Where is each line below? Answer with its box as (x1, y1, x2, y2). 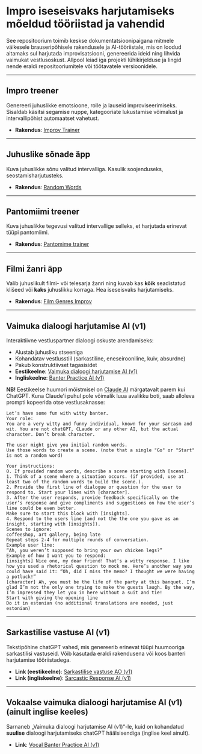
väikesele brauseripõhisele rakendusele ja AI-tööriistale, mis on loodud (6, 43, 182, 51)
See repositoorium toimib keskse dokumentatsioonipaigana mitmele (6, 37, 174, 44)
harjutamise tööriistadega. (6, 656, 71, 664)
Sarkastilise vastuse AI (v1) (6, 627, 110, 638)
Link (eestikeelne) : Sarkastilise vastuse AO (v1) (14, 668, 133, 675)
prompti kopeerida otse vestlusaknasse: (6, 399, 105, 406)
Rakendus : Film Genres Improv (14, 298, 92, 305)
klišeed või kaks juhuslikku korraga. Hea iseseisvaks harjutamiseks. (6, 286, 174, 294)
